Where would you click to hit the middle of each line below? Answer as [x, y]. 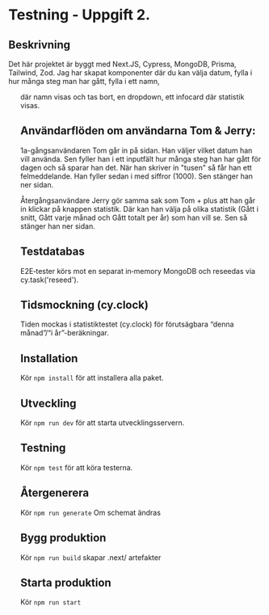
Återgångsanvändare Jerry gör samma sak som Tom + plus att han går [138, 200]
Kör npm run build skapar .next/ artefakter [90, 557]
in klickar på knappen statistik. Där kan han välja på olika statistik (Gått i [139, 209]
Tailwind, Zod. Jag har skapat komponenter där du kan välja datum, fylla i [130, 73]
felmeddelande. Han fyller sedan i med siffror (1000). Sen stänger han [136, 176]
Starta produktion [65, 582]
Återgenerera [55, 493]
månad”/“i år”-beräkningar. [64, 333]
